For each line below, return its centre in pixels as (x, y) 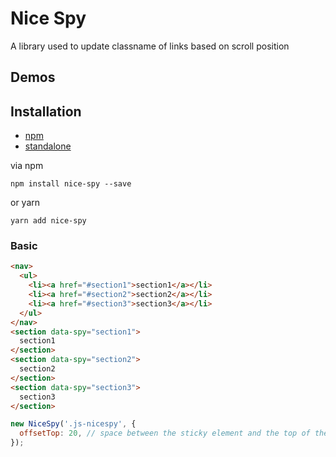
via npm (27, 166)
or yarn (25, 203)
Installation (46, 111)
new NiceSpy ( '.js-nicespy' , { (73, 424)
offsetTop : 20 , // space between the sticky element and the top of (165, 433)
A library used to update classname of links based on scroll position (150, 46)
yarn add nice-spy (48, 221)
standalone (48, 146)
